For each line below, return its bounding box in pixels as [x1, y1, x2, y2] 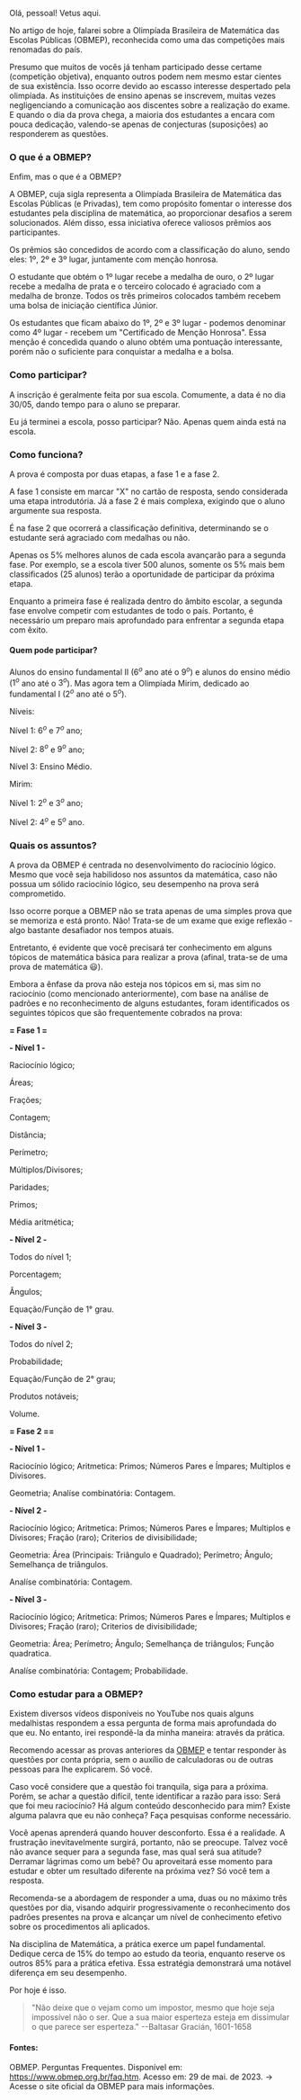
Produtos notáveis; [9, 1390, 79, 1402]
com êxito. [9, 624, 49, 635]
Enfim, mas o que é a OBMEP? [9, 171, 122, 183]
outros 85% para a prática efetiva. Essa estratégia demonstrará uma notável [9, 1958, 292, 1969]
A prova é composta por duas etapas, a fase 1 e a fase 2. [9, 468, 220, 480]
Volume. [9, 1408, 40, 1419]
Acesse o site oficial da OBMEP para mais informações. [9, 2081, 215, 2092]
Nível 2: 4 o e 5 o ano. [9, 815, 85, 827]
